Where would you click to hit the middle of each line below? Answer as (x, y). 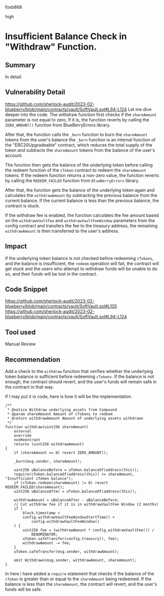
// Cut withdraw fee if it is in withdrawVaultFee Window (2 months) (86, 505)
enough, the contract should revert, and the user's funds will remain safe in (81, 382)
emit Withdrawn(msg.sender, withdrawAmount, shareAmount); (75, 560)
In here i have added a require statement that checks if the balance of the (80, 574)
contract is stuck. (23, 205)
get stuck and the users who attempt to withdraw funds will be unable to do (81, 269)
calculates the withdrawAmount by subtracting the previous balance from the (81, 195)
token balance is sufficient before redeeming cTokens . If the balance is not (80, 377)
